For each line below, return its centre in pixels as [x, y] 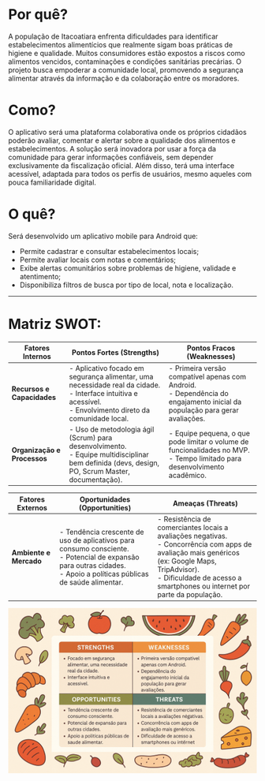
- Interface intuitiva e [103, 393]
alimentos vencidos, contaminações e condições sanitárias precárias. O [125, 62]
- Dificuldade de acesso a [200, 578]
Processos [29, 458]
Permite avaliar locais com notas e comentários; [97, 260]
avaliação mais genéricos [199, 553]
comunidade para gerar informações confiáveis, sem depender [111, 157]
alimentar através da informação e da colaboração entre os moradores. [124, 78]
